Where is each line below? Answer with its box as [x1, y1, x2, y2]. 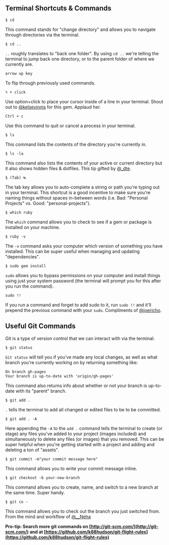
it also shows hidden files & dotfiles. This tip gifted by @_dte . [5, 165, 131, 171]
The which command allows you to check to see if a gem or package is [5, 219, 152, 225]
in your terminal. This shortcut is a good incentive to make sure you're [5, 189, 151, 196]
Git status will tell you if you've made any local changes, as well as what [5, 354, 158, 360]
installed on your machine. [5, 224, 61, 230]
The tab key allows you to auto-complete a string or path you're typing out [5, 184, 160, 190]
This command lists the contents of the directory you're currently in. [5, 141, 147, 147]
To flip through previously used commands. [5, 80, 96, 86]
